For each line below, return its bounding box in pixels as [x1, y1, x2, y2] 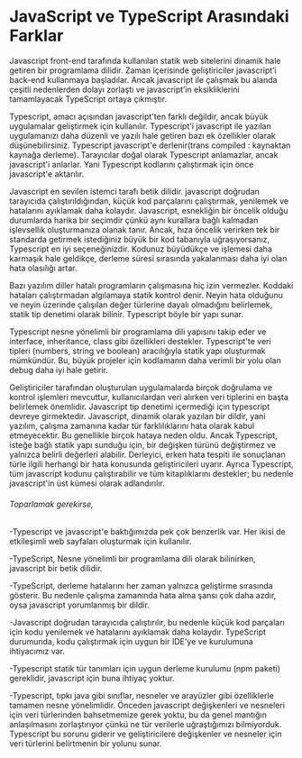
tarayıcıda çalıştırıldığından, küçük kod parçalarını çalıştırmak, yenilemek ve [9, 196, 289, 206]
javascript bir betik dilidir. [9, 563, 103, 574]
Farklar [9, 25, 64, 46]
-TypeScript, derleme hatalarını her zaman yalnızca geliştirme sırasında [9, 580, 273, 591]
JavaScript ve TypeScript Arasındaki [9, 6, 290, 27]
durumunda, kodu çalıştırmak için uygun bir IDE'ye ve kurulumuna [9, 636, 254, 647]
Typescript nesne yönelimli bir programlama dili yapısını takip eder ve [9, 326, 267, 337]
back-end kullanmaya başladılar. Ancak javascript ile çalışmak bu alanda [9, 74, 278, 85]
